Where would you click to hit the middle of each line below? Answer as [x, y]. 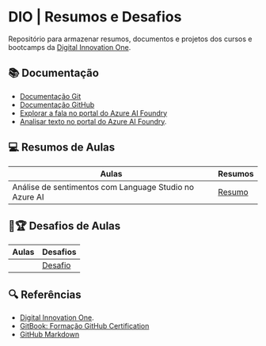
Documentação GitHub [57, 105]
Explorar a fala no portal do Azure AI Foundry [93, 113]
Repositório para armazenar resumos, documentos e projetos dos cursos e [130, 39]
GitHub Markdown [49, 335]
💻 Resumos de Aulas [62, 148]
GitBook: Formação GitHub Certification [84, 326]
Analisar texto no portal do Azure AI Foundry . [93, 121]
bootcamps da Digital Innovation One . [70, 47]
